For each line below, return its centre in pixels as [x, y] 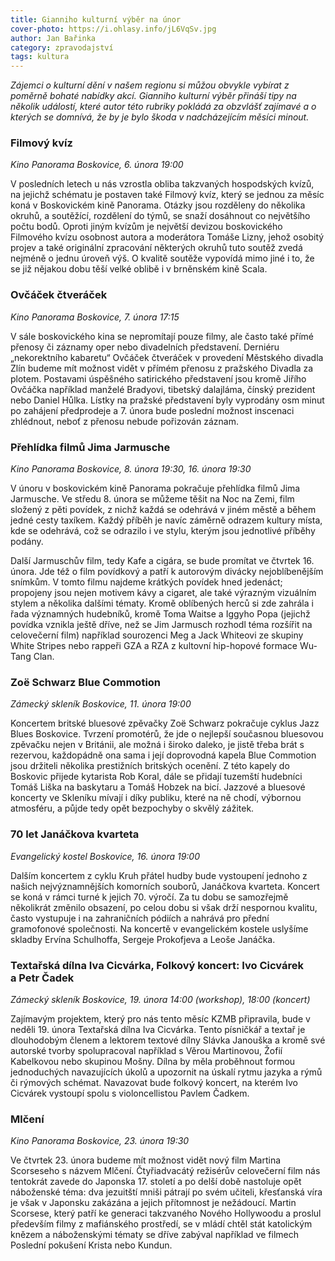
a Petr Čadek [42, 978]
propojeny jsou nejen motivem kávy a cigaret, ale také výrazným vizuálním [163, 593]
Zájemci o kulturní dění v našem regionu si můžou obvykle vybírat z [150, 85]
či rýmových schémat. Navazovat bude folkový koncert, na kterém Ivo [154, 1082]
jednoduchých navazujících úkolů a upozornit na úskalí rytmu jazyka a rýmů [166, 1072]
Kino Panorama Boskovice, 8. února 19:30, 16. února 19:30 [131, 469]
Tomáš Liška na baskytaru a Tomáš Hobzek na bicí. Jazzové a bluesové [158, 787]
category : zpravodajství [62, 47]
